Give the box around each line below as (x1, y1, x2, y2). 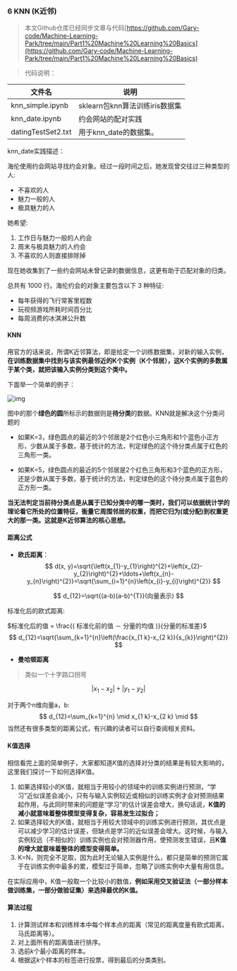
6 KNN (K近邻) (7, 6, 57, 16)
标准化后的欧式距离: (7, 606, 66, 615)
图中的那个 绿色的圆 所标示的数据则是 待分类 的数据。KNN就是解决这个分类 (7, 409, 219, 417)
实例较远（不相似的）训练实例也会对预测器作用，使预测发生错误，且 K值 (17, 835, 226, 844)
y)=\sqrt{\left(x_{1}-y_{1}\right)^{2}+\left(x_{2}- (67, 562, 203, 570)
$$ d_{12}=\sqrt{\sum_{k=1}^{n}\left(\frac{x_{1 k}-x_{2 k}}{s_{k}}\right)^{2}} (8, 633, 229, 641)
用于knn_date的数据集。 (78, 127, 159, 137)
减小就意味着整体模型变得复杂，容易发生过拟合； (17, 808, 160, 818)
